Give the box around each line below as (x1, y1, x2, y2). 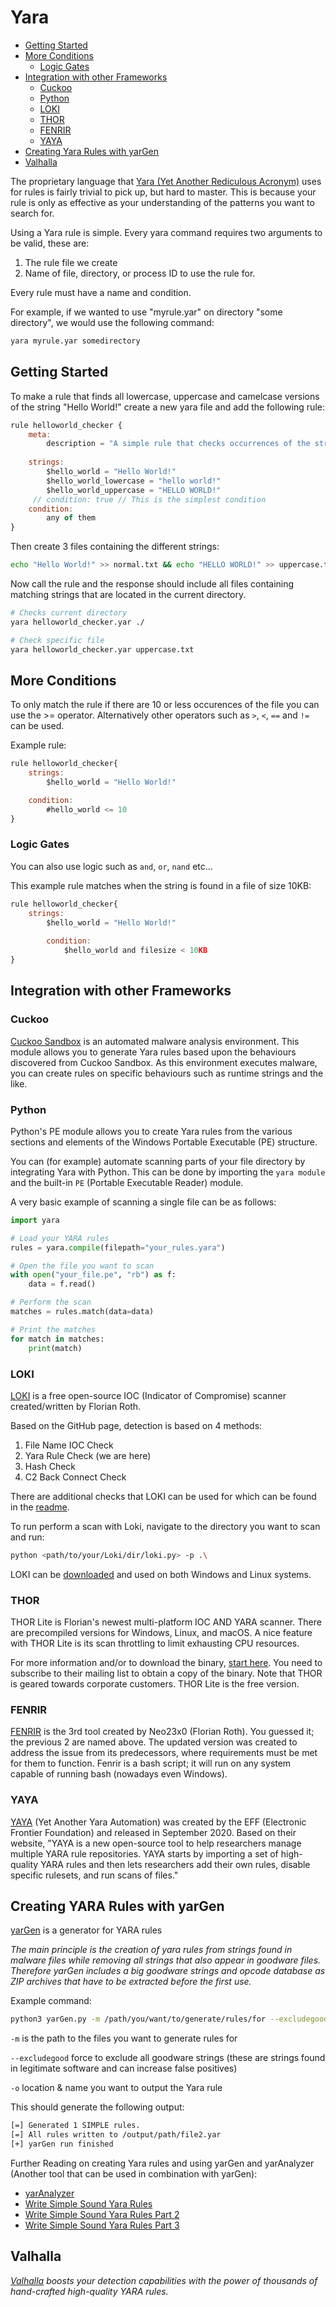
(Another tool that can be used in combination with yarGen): (10, 2167, 258, 2180)
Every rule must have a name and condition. (10, 286, 192, 298)
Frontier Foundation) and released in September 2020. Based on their (10, 1826, 297, 1838)
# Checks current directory (10, 608, 128, 618)
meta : (28, 429, 52, 440)
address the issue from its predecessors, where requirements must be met (10, 1747, 318, 1759)
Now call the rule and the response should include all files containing (10, 578, 295, 590)
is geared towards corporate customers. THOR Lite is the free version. (10, 1678, 300, 1690)
